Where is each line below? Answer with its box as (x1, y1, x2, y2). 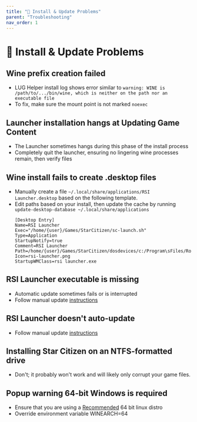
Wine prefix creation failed (6, 68, 106, 78)
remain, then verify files (14, 155, 72, 162)
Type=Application (14, 233, 58, 238)
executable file (14, 96, 55, 102)
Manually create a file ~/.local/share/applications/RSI (14, 188, 150, 195)
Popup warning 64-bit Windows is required (6, 388, 168, 398)
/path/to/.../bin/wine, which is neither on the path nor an (14, 90, 168, 96)
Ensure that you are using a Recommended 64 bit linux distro (14, 404, 163, 411)
